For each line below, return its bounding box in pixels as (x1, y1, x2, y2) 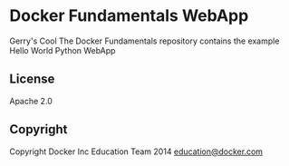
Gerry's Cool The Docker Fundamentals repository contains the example (9, 35, 280, 46)
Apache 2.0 (9, 95, 53, 106)
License (9, 72, 55, 87)
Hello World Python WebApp (9, 44, 116, 55)
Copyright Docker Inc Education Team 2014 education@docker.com (9, 146, 264, 157)
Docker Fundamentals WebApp (9, 5, 249, 26)
